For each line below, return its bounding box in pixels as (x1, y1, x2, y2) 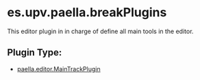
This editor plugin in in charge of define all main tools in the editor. (7, 27, 194, 35)
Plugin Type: (7, 47, 62, 58)
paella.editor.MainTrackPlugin (16, 64, 101, 73)
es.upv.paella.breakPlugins (7, 5, 167, 20)
